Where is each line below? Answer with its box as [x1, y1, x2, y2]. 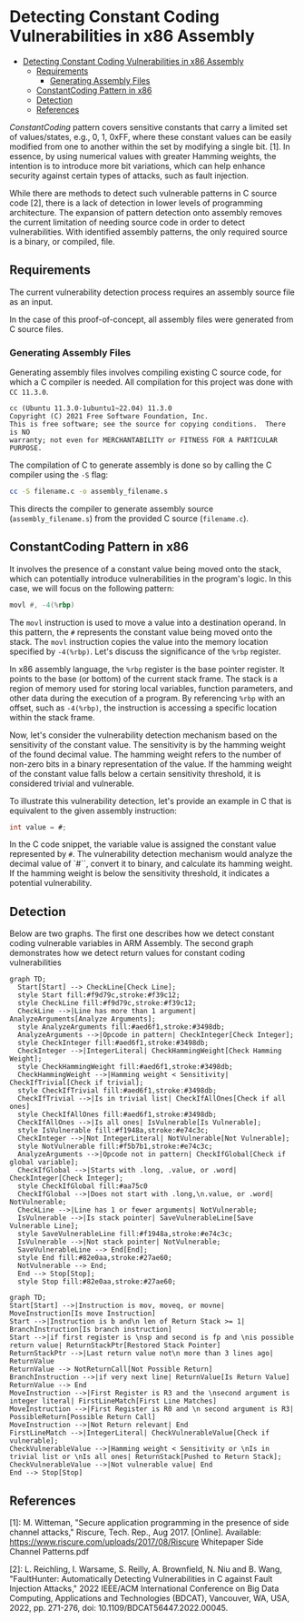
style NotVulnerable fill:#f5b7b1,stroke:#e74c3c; [17, 1142, 213, 1152]
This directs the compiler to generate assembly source [9, 503, 214, 514]
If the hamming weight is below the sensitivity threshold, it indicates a [9, 868, 270, 879]
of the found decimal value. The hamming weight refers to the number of [9, 749, 281, 760]
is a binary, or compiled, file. [9, 236, 115, 247]
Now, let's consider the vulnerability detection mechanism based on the [9, 730, 278, 740]
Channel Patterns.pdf [9, 1546, 89, 1557]
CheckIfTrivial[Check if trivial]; [9, 1078, 144, 1088]
